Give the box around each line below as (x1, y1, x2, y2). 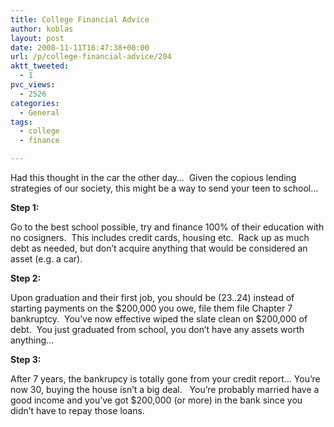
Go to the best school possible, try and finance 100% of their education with (10, 221, 325, 233)
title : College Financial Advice (10, 14, 150, 25)
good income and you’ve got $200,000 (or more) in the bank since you (10, 394, 303, 406)
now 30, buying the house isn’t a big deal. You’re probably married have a (10, 384, 320, 395)
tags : (10, 117, 33, 127)
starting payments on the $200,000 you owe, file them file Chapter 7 (10, 302, 293, 314)
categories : (10, 98, 60, 108)
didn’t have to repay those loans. (10, 405, 145, 416)
